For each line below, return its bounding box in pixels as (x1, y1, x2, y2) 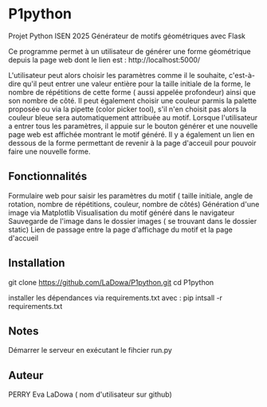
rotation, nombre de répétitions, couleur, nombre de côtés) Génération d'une (8, 199, 260, 209)
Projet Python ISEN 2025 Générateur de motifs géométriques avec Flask (8, 31, 245, 41)
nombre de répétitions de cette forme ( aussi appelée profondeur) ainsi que (8, 87, 257, 96)
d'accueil (8, 233, 38, 243)
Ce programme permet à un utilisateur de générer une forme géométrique (8, 46, 251, 56)
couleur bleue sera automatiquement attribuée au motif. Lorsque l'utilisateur (8, 112, 258, 122)
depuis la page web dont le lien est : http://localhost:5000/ (8, 55, 201, 65)
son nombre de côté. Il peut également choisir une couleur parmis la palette (8, 96, 257, 105)
